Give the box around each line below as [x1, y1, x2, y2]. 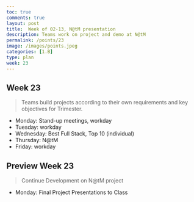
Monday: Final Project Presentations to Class [15, 189, 128, 196]
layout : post [6, 20, 40, 26]
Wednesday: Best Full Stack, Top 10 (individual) [15, 130, 135, 137]
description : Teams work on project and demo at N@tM [6, 32, 146, 38]
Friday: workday [15, 143, 56, 150]
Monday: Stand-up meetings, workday [15, 117, 112, 124]
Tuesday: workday [15, 123, 62, 131]
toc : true [6, 9, 32, 15]
